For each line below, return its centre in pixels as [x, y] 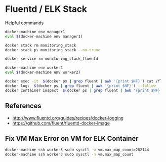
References [23, 106]
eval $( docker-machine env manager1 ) [44, 36]
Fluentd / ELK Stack [46, 9]
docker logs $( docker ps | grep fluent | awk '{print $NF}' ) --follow [80, 86]
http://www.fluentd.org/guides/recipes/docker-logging [68, 118]
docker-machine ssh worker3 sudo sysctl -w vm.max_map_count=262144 [77, 150]
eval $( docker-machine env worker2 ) [43, 73]
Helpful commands [24, 23]
